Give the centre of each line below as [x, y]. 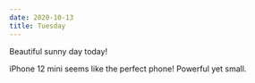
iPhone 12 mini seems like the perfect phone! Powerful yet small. [128, 69]
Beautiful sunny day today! [59, 51]
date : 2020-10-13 [42, 17]
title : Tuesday [38, 26]
